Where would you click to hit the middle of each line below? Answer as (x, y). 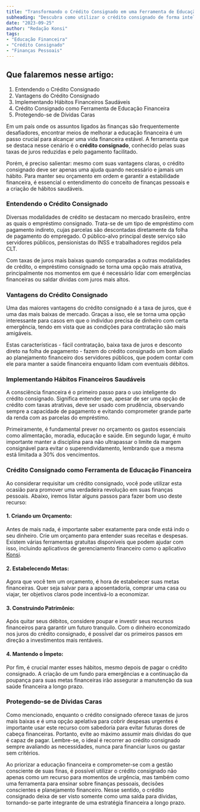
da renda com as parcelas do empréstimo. (58, 418)
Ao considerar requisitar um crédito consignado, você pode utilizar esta (94, 483)
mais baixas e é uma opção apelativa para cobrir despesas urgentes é (92, 721)
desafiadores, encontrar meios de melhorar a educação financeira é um (94, 133)
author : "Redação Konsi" (37, 28)
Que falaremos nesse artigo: (60, 75)
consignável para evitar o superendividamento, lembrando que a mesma (95, 448)
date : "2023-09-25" (30, 23)
